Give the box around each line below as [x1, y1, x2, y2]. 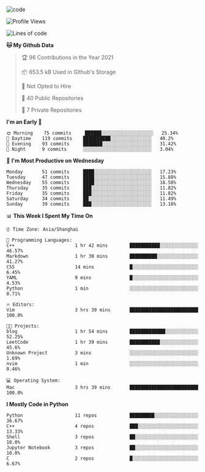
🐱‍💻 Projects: [6, 323, 40, 329]
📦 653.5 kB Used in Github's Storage [21, 68, 116, 75]
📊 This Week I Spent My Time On [6, 212, 93, 219]
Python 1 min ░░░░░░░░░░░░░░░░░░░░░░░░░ [6, 285, 199, 292]
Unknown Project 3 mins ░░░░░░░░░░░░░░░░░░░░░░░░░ [6, 350, 199, 356]
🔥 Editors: [6, 301, 35, 308]
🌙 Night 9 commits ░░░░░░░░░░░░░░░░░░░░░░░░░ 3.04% [6, 146, 174, 152]
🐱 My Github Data [6, 42, 54, 48]
